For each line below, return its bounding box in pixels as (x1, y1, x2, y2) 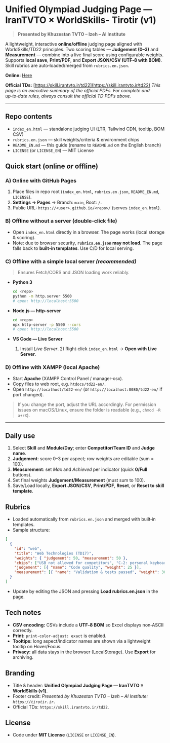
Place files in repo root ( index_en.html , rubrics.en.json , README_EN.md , (12, 189, 160, 195)
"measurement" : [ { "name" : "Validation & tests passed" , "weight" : (14, 570, 159, 575)
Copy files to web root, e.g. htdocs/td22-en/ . (12, 381, 106, 387)
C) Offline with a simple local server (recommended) (5, 257, 137, 265)
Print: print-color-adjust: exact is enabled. (12, 633, 107, 639)
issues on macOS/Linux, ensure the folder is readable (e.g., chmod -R (17, 406, 161, 413)
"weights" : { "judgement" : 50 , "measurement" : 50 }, (14, 555, 128, 561)
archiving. (12, 654, 34, 660)
